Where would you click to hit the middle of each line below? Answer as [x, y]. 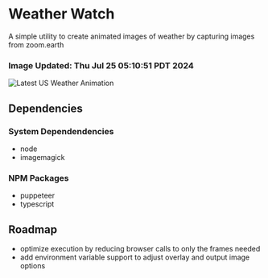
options [33, 266]
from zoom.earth [36, 44]
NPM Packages [39, 178]
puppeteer [37, 196]
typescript [37, 204]
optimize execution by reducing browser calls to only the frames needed [140, 249]
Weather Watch [62, 14]
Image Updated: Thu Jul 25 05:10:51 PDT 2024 [101, 65]
